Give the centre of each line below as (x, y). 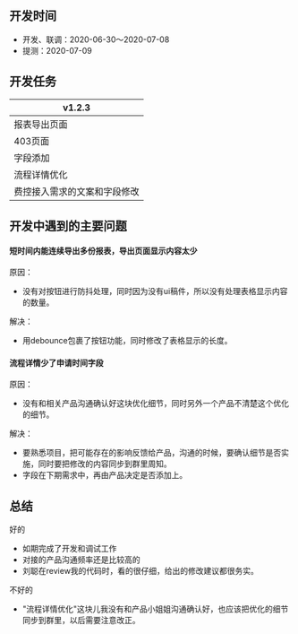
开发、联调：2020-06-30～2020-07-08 (96, 39)
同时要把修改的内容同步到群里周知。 (105, 464)
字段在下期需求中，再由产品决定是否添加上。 (105, 475)
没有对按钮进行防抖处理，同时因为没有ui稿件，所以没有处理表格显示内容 (155, 291)
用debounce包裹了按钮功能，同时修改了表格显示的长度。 (127, 341)
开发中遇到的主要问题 (68, 226)
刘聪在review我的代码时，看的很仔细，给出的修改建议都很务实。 (140, 571)
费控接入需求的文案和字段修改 (77, 191)
